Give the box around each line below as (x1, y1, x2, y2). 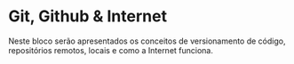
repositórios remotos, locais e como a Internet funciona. (8, 44, 214, 55)
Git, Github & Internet (8, 6, 168, 27)
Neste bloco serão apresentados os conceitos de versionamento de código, (8, 36, 286, 46)
